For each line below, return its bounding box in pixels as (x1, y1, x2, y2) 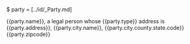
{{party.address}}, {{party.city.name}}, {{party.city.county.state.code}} (6, 24, 185, 31)
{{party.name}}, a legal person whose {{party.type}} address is (6, 18, 165, 24)
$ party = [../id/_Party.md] (6, 6, 72, 13)
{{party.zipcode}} (6, 31, 51, 38)
